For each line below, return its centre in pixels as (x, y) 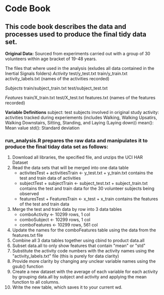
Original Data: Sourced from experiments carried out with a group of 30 (78, 54)
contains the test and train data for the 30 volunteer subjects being (87, 188)
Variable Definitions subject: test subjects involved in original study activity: (82, 112)
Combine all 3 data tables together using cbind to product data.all (78, 241)
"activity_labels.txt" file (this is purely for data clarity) (66, 256)
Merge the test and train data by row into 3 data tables (67, 209)
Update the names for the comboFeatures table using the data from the (84, 230)
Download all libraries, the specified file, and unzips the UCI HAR (77, 158)
